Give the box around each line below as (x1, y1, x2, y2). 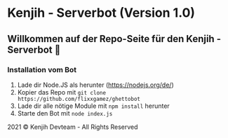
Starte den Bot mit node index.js (17, 109, 113, 117)
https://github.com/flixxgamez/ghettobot (17, 95, 140, 102)
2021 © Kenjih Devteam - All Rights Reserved (7, 123, 138, 131)
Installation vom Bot (7, 64, 77, 74)
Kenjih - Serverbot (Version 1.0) (7, 5, 195, 21)
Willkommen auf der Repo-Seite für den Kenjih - (7, 33, 221, 45)
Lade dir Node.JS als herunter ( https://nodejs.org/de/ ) (17, 81, 174, 89)
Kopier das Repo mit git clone (17, 88, 107, 96)
